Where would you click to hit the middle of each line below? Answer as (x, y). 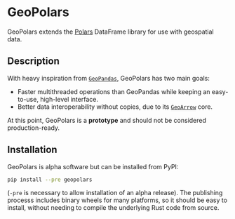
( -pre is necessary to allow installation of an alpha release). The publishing (115, 193)
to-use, (28, 99)
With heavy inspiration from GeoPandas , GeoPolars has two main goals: (109, 78)
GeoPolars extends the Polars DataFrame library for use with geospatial (110, 32)
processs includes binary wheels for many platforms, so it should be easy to (117, 200)
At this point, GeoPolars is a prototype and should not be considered (107, 120)
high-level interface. (69, 99)
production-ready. (34, 128)
